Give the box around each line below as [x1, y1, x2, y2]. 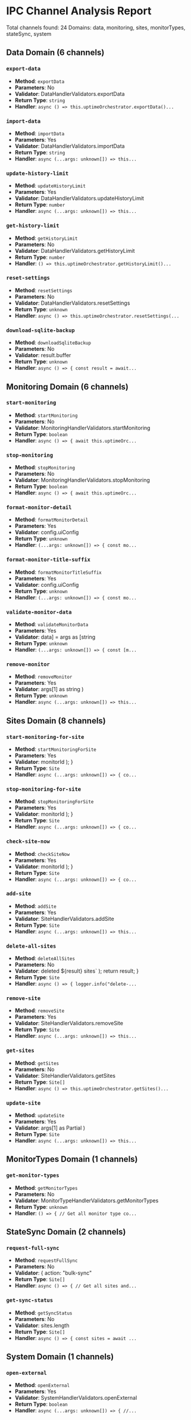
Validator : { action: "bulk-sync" [14, 1269, 92, 1277]
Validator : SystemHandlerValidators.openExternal [14, 1394, 137, 1402]
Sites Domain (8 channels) [6, 716, 106, 726]
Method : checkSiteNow [14, 850, 70, 857]
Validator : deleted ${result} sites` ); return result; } [14, 967, 139, 974]
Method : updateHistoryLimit [14, 182, 86, 189]
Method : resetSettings [14, 286, 73, 293]
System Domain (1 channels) [6, 1352, 114, 1362]
